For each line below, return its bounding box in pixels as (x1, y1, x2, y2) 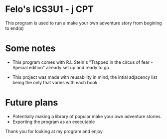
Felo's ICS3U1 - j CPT (5, 3, 94, 15)
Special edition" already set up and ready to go (12, 64, 110, 70)
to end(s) (5, 25, 24, 31)
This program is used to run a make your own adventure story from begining (5, 20, 162, 26)
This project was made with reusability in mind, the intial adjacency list (12, 74, 158, 80)
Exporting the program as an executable (12, 119, 95, 125)
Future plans (5, 97, 58, 108)
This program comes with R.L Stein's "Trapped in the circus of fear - (12, 59, 153, 65)
